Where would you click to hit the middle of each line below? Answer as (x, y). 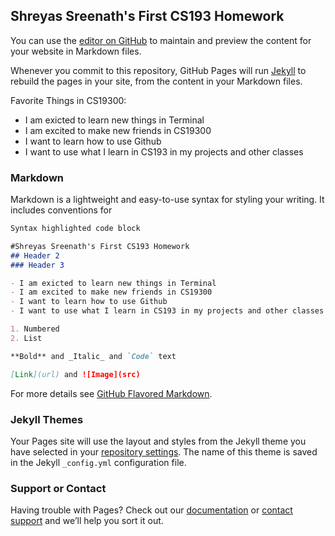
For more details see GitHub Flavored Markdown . (111, 393)
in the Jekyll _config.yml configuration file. (98, 462)
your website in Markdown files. (76, 51)
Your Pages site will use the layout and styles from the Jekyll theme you (158, 441)
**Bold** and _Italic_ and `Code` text (93, 356)
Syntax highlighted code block (75, 229)
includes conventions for (61, 210)
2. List (26, 338)
